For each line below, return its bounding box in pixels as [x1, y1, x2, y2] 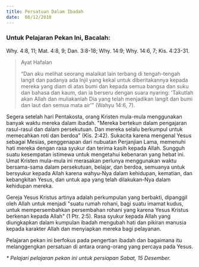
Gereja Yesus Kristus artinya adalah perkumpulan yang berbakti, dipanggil [6, 194, 188, 201]
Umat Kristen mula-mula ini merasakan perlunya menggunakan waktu [6, 157, 177, 164]
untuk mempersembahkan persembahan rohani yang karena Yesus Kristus [6, 206, 189, 213]
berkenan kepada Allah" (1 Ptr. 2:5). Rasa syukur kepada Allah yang [6, 213, 171, 220]
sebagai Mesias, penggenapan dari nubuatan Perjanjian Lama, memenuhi [6, 138, 186, 145]
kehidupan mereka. [6, 182, 53, 189]
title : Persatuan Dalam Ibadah [6, 8, 84, 15]
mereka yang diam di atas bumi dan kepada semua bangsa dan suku [20, 82, 189, 89]
